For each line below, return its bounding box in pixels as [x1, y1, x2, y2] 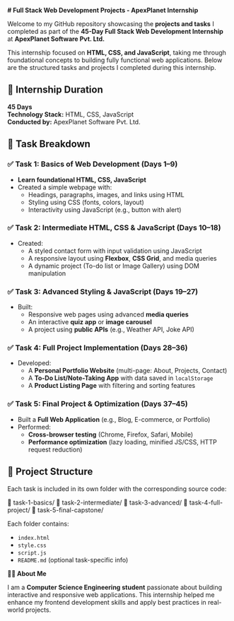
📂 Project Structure [7, 466, 93, 478]
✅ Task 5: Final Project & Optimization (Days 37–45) [7, 399, 189, 409]
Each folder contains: [7, 519, 69, 528]
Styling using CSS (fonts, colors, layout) [28, 198, 145, 206]
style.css [17, 542, 47, 549]
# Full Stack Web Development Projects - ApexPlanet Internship [7, 6, 199, 14]
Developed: [17, 359, 52, 367]
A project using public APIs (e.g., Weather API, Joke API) [28, 325, 194, 334]
